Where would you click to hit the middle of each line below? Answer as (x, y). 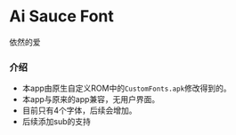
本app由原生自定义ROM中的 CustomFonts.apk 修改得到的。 (126, 88)
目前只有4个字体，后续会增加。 (79, 111)
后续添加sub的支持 (57, 122)
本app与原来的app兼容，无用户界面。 (91, 99)
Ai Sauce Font (61, 16)
